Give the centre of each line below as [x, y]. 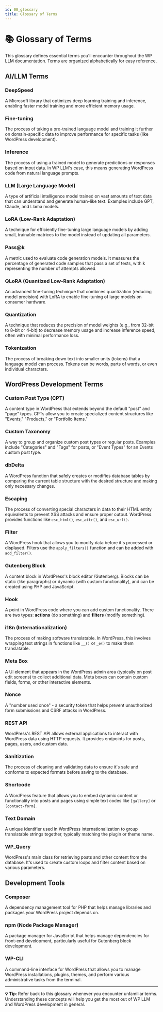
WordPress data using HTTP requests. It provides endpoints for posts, [75, 739]
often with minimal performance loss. [42, 336]
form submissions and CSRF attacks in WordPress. [56, 710]
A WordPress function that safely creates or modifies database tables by [78, 476]
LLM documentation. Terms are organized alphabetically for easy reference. [81, 61]
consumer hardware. [26, 302]
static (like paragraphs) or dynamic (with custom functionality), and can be [80, 581]
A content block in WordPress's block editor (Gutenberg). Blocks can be [77, 576]
